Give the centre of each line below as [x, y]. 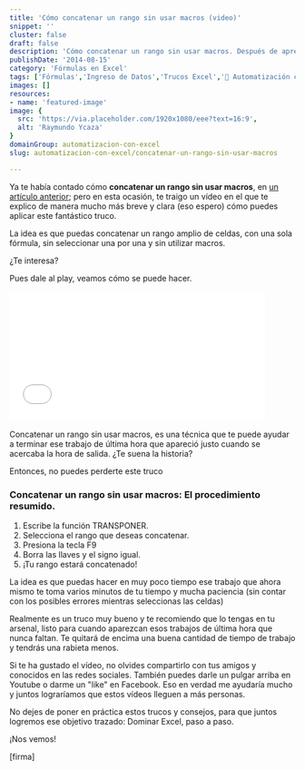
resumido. [33, 506]
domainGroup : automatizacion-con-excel [85, 144]
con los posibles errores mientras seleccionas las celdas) [117, 601]
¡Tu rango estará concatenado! [80, 564]
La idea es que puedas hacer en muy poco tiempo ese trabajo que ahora [145, 581]
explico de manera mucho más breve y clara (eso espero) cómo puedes [144, 206]
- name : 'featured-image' [58, 102]
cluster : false [38, 35]
